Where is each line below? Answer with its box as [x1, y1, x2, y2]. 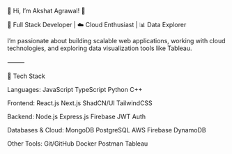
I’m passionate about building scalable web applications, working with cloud [7, 37, 226, 45]
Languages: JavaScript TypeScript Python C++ [7, 86, 143, 93]
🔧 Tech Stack [7, 72, 45, 80]
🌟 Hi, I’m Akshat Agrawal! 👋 [7, 7, 86, 15]
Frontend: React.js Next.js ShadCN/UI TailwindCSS [7, 99, 153, 107]
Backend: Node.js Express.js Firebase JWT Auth [7, 112, 146, 121]
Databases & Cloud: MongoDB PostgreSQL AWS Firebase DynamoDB [7, 126, 207, 134]
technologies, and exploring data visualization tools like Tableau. [7, 44, 193, 52]
